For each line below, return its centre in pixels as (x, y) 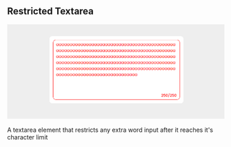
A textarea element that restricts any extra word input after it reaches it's (110, 130)
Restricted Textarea (51, 11)
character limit (28, 137)
